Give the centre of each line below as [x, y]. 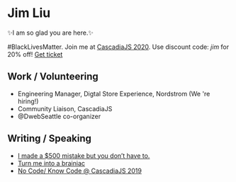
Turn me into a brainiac [51, 163]
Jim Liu [29, 13]
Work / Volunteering [53, 77]
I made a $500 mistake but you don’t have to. [84, 155]
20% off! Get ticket [35, 54]
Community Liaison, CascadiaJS [65, 108]
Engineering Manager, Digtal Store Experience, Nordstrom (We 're [114, 93]
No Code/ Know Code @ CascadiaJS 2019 [79, 171]
